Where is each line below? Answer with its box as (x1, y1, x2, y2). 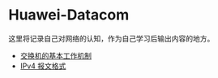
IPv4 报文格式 (19, 61, 66, 71)
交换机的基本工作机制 (19, 50, 92, 60)
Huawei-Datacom (8, 6, 130, 24)
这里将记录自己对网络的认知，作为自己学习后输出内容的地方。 (8, 33, 215, 43)
